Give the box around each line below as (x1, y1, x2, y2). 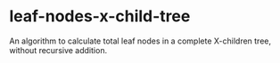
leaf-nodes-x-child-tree (9, 6, 191, 27)
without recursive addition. (9, 44, 108, 55)
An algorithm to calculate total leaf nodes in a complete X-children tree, (9, 35, 272, 46)
